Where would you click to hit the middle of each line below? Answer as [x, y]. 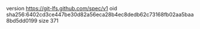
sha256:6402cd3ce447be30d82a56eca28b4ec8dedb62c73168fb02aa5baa [100, 14]
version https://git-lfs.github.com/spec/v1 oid [62, 8]
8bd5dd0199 [22, 21]
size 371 [48, 21]
